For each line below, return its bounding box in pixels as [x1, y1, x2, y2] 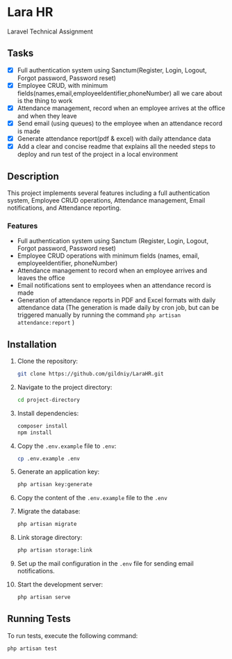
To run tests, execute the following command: [7, 631, 138, 639]
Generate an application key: [17, 467, 100, 476]
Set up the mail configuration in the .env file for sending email [17, 559, 194, 568]
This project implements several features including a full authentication [7, 189, 210, 197]
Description [7, 170, 59, 182]
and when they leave [17, 111, 78, 120]
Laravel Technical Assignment [7, 27, 94, 36]
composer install [17, 422, 68, 429]
